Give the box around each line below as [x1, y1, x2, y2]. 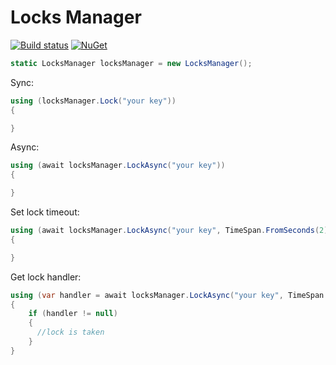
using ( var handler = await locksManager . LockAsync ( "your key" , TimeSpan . [10, 290, 329, 300]
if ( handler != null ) [28, 309, 118, 319]
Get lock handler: [10, 271, 82, 283]
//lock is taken [36, 327, 105, 338]
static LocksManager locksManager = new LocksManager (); [10, 58, 253, 68]
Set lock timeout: [10, 206, 80, 218]
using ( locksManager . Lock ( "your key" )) [10, 96, 177, 106]
